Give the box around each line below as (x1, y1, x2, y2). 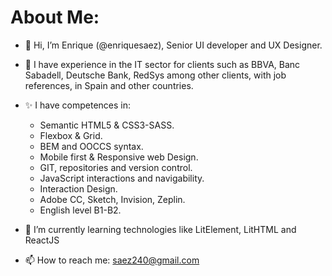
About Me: (10, 6, 100, 29)
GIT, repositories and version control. (39, 161, 193, 173)
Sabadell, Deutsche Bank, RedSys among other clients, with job (24, 69, 287, 81)
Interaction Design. (39, 182, 118, 195)
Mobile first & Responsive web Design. (39, 151, 199, 163)
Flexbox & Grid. (39, 129, 103, 141)
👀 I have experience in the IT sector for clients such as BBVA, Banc (24, 58, 301, 70)
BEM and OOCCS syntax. (39, 140, 144, 152)
